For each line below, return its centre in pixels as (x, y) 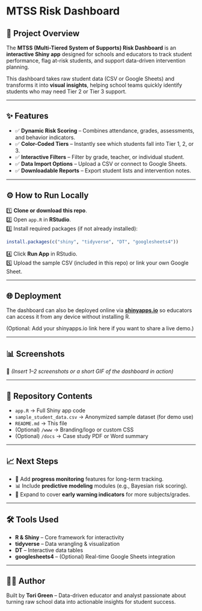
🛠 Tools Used (32, 520)
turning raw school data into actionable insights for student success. (91, 602)
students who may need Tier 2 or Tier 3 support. (66, 91)
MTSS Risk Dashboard (63, 11)
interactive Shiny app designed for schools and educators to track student (99, 54)
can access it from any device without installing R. (68, 317)
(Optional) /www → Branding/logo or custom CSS (74, 430)
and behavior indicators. (45, 137)
